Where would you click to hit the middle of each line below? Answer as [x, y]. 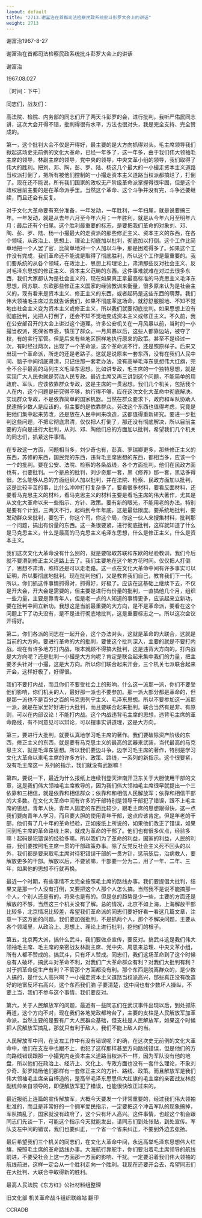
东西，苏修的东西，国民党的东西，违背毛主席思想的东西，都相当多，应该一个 [101, 457]
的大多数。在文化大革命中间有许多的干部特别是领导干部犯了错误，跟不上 [96, 801]
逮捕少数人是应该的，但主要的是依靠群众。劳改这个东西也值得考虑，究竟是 [103, 407]
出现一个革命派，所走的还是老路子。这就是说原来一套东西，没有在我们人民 [98, 354]
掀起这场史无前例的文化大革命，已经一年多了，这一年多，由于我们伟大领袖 [98, 152]
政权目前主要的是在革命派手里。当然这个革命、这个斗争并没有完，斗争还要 [98, 190]
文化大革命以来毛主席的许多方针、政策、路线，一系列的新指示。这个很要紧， [101, 758]
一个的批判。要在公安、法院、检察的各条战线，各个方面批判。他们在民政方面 [101, 465]
